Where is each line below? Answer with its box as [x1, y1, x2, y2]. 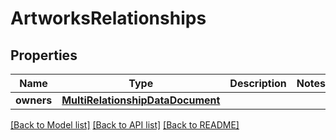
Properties [10, 47, 78, 64]
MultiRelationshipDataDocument [61, 93, 221, 107]
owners [15, 93, 53, 107]
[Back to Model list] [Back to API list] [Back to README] [10, 119, 240, 131]
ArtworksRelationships [10, 7, 207, 30]
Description [229, 77, 287, 90]
